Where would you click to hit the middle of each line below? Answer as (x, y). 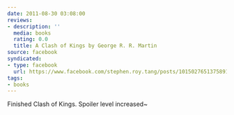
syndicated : (24, 59)
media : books (32, 33)
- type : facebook (32, 65)
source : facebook (32, 53)
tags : (15, 78)
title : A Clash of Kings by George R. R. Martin (85, 46)
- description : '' (34, 26)
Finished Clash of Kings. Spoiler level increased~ (78, 104)
